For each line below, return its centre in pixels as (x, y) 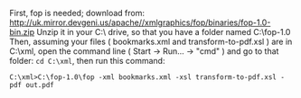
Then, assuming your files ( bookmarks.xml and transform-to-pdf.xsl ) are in (151, 41)
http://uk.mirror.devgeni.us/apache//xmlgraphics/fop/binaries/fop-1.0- (140, 22)
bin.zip (22, 32)
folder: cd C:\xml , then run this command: (87, 61)
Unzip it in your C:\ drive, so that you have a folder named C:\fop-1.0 (163, 32)
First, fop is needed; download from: (77, 13)
